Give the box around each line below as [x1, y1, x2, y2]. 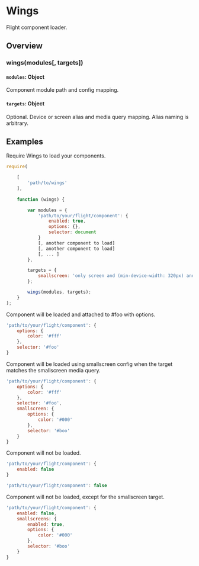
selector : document [48, 229, 97, 235]
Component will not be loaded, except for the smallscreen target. [6, 493, 165, 500]
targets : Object [6, 100, 45, 107]
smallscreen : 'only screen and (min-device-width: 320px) [37, 273, 184, 279]
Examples [6, 137, 43, 147]
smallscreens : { [17, 516, 57, 522]
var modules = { [27, 207, 68, 213]
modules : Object [6, 73, 45, 81]
